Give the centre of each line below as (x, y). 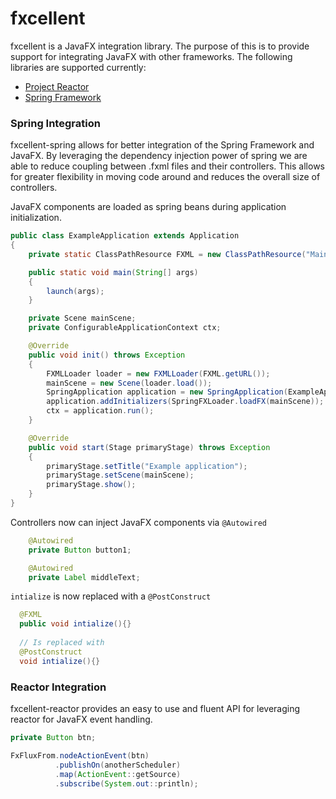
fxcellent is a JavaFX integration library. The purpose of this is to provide (160, 46)
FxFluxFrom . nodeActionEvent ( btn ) (80, 755)
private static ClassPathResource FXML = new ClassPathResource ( (167, 254)
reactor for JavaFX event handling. (81, 719)
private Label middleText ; (84, 577)
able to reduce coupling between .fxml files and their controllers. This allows (168, 166)
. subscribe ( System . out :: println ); (126, 783)
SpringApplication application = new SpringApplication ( (167, 392)
